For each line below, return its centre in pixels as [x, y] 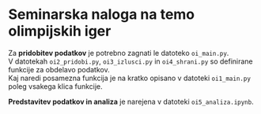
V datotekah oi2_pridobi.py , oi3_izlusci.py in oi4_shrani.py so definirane [130, 61]
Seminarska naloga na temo [102, 15]
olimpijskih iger [60, 31]
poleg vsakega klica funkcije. [55, 86]
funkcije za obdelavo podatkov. [59, 69]
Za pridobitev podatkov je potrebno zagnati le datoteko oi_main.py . [119, 53]
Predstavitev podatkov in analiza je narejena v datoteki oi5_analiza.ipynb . [131, 101]
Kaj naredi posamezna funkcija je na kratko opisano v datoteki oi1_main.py [130, 78]
